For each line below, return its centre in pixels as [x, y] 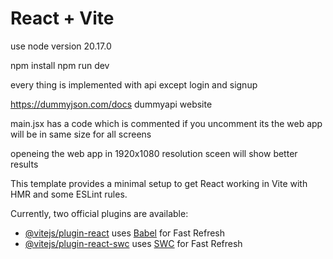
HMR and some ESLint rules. [69, 194]
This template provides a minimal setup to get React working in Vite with [159, 183]
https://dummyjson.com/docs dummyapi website [111, 104]
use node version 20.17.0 [61, 46]
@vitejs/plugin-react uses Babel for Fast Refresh [125, 233]
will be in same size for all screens [81, 134]
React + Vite [62, 18]
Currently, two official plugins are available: [99, 213]
